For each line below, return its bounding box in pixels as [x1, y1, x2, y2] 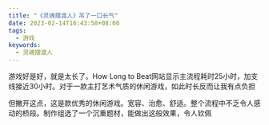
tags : [8, 26, 26, 34]
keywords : [8, 41, 42, 49]
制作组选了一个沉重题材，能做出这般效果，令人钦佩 [42, 108, 212, 118]
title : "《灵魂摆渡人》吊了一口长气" [8, 11, 118, 20]
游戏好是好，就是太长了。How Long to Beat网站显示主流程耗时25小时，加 [8, 72, 251, 80]
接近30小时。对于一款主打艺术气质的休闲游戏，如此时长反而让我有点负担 [14, 81, 256, 91]
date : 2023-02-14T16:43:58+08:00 [8, 19, 120, 27]
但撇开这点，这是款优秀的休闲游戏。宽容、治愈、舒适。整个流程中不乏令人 [8, 99, 254, 107]
